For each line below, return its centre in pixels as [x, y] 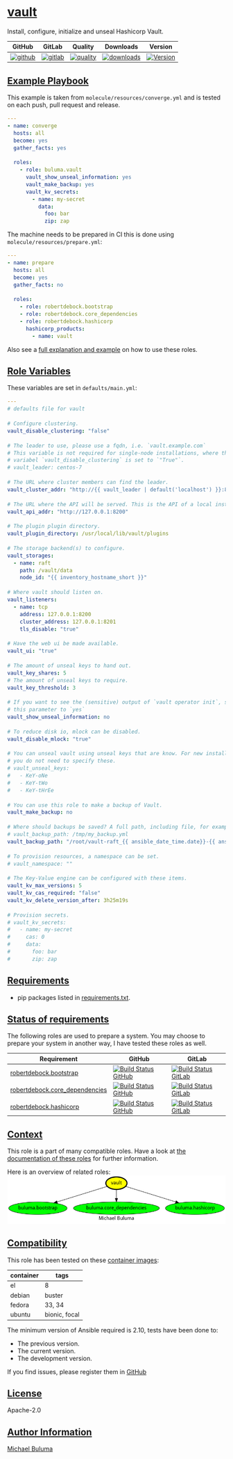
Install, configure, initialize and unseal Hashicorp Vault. [86, 31]
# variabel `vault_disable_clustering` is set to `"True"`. [96, 460]
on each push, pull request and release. [64, 105]
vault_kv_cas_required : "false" [54, 893]
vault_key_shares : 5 [37, 673]
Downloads [122, 47]
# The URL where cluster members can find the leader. [88, 483]
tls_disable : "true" [49, 629]
